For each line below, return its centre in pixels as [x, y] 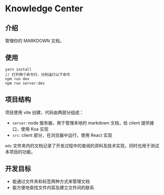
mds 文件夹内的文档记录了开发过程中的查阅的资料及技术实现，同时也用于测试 [82, 145]
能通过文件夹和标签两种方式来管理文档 [51, 181]
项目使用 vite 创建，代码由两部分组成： [44, 112]
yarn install [18, 69]
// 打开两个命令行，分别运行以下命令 [38, 74]
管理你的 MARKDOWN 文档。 [35, 41]
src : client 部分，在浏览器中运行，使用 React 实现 [62, 135]
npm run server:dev [25, 83]
